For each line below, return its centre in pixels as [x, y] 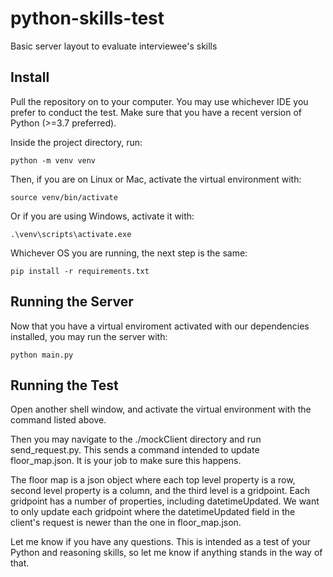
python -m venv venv [53, 160]
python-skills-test [87, 18]
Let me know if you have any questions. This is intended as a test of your [161, 542]
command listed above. [58, 420]
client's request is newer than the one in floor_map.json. [126, 523]
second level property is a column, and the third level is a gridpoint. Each [160, 491]
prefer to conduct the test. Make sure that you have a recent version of [156, 112]
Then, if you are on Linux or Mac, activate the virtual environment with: [156, 179]
